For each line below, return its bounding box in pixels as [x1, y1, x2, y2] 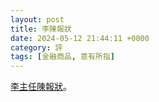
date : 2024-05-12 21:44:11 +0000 [10, 33, 150, 43]
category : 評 [10, 42, 63, 53]
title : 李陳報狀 [10, 24, 72, 34]
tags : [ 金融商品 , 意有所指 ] [10, 52, 115, 62]
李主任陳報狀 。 [10, 81, 72, 93]
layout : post [10, 14, 65, 25]
